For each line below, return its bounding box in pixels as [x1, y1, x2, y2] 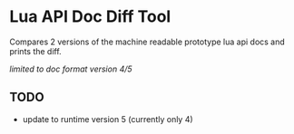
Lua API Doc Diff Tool [9, 6, 171, 27]
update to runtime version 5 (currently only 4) [22, 113, 193, 124]
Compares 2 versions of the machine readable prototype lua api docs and [9, 36, 286, 47]
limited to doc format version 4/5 [9, 63, 133, 74]
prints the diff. [9, 45, 62, 56]
